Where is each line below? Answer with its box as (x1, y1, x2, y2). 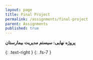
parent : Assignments (5, 21, 48, 26)
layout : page (5, 7, 32, 12)
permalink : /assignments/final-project (5, 16, 88, 21)
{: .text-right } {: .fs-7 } (5, 49, 51, 55)
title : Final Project (5, 12, 50, 17)
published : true (5, 26, 39, 31)
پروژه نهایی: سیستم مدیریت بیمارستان (5, 39, 76, 45)
